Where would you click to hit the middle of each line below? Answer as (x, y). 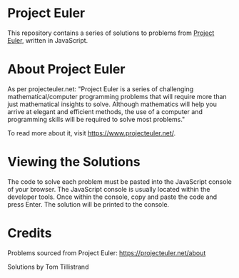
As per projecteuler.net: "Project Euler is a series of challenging (101, 89)
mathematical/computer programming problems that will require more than (117, 96)
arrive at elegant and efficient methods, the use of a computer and (105, 111)
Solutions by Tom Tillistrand (48, 267)
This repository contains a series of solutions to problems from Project (111, 33)
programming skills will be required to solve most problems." (96, 119)
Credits (30, 233)
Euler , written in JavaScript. (48, 40)
